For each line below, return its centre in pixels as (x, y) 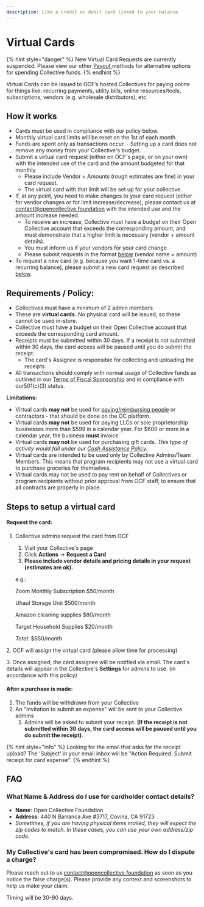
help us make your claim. (37, 886)
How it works (32, 116)
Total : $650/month (39, 638)
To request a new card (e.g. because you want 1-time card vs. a (95, 261)
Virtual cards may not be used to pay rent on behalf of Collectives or (101, 475)
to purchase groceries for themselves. (63, 468)
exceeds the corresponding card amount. (67, 334)
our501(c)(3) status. (40, 386)
